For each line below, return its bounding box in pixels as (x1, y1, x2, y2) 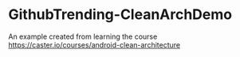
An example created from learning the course (8, 32, 158, 41)
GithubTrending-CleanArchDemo (8, 6, 233, 24)
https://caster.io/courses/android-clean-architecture (8, 40, 181, 49)
